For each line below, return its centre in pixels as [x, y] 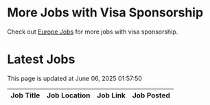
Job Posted [151, 95]
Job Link [111, 95]
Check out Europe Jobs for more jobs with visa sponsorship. [93, 32]
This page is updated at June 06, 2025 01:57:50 [75, 78]
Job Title [25, 95]
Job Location [69, 95]
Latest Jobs [41, 59]
